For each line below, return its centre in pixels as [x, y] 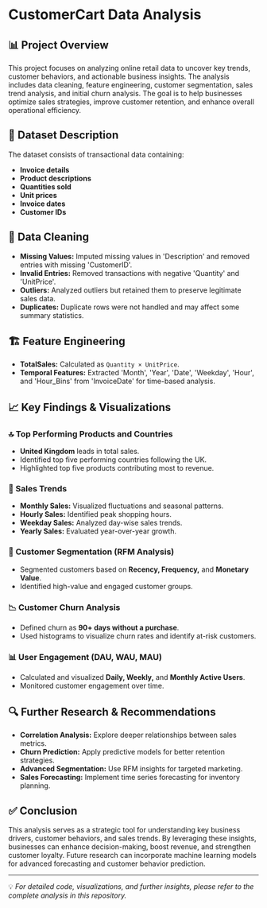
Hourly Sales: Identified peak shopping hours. [96, 514]
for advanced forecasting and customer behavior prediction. [107, 863]
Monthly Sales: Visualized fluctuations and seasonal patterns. [122, 506]
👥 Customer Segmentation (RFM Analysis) [91, 552]
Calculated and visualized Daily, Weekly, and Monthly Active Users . [132, 677]
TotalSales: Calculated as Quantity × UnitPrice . [100, 364]
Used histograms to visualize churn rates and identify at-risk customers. [138, 636]
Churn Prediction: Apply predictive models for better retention [122, 752]
